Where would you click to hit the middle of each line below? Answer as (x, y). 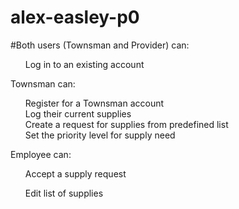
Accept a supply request (75, 173)
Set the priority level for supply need (100, 135)
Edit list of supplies (64, 193)
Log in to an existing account (84, 64)
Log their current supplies (78, 113)
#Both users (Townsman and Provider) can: (100, 45)
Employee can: (41, 154)
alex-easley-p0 (75, 17)
